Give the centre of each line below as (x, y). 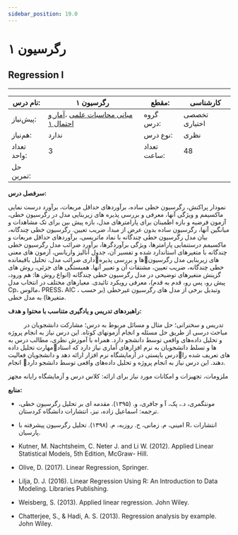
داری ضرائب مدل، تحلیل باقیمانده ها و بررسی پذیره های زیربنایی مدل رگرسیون (114, 259)
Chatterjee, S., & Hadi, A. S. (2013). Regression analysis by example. (117, 516)
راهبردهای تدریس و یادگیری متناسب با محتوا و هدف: (75, 311)
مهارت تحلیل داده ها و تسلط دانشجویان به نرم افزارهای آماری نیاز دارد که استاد (112, 347)
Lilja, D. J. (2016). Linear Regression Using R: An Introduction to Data (118, 481)
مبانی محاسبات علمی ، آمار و (90, 114)
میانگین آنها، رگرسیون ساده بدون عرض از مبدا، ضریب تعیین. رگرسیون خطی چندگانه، (119, 229)
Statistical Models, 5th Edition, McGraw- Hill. (83, 454)
